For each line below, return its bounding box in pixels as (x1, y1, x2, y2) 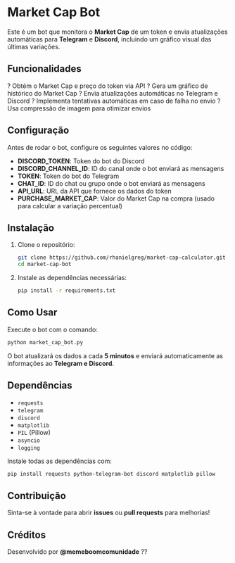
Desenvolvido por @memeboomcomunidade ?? (7, 548, 148, 556)
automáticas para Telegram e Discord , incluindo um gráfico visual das (7, 34, 212, 43)
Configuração (7, 125, 70, 137)
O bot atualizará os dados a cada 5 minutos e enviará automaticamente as (7, 351, 224, 360)
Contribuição (7, 490, 67, 502)
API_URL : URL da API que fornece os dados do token (17, 186, 172, 195)
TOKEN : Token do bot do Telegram (17, 172, 120, 180)
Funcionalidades (7, 63, 82, 75)
